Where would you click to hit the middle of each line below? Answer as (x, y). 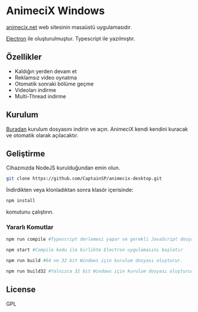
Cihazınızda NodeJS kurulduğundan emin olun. (63, 168)
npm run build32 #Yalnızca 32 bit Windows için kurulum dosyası (87, 271)
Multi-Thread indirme (40, 96)
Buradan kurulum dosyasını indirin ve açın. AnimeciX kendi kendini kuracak (97, 129)
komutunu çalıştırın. (30, 212)
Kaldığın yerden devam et (46, 71)
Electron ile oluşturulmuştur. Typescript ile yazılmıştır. (71, 38)
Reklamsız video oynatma (46, 77)
